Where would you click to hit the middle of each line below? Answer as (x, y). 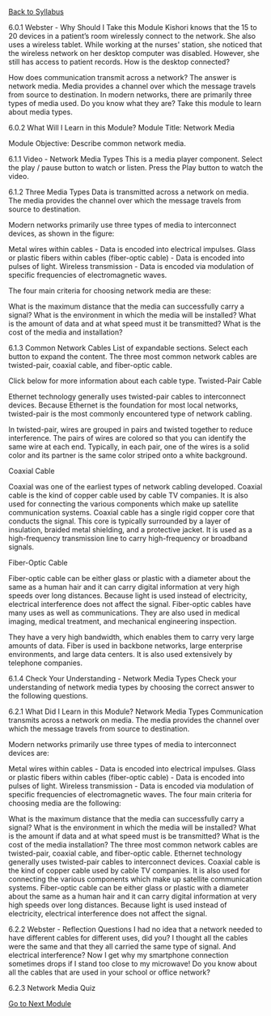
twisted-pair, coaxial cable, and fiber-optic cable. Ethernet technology (125, 853)
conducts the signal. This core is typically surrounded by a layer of (119, 521)
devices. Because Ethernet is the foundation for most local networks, (123, 405)
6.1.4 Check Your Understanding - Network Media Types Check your (123, 679)
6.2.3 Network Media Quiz (52, 988)
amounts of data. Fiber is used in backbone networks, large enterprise (125, 646)
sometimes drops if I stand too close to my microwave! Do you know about (133, 964)
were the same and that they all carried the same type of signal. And (122, 946)
